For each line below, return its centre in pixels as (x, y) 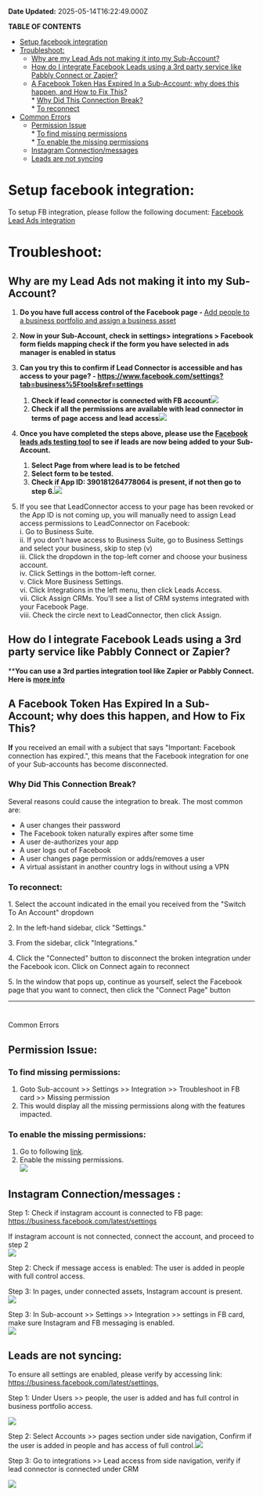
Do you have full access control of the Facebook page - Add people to (135, 312)
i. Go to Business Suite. (57, 531)
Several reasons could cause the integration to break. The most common (126, 801)
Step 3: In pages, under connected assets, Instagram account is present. (125, 1292)
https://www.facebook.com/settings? (160, 375)
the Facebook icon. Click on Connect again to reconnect (99, 967)
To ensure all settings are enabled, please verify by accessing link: (115, 1374)
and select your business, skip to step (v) (86, 548)
